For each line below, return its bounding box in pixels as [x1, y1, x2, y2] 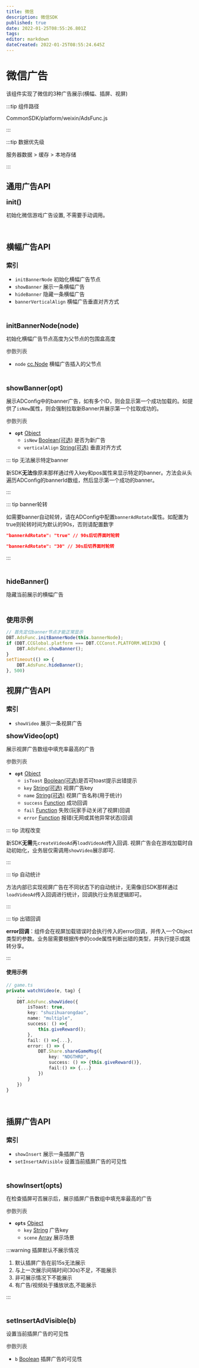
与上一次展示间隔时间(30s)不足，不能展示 [14, 1266, 117, 1274]
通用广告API [6, 182, 51, 192]
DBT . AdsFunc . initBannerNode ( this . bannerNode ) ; [6, 634, 124, 640]
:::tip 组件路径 [6, 102, 40, 110]
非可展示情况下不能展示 [14, 1274, 72, 1281]
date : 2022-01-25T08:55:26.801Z [6, 25, 86, 31]
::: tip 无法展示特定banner [6, 457, 69, 464]
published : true [6, 20, 46, 26]
